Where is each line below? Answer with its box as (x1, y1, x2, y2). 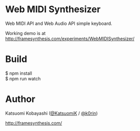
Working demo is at (5, 30, 46, 36)
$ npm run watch (5, 75, 41, 82)
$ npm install (5, 70, 32, 76)
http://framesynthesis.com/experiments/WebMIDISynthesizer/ (5, 36, 135, 42)
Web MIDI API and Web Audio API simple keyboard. (5, 20, 113, 26)
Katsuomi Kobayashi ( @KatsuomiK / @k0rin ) (5, 110, 98, 116)
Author (5, 93, 35, 105)
